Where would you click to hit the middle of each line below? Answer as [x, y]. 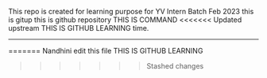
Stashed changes [175, 66]
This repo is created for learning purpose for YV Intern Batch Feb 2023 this [131, 11]
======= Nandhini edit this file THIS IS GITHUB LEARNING [106, 51]
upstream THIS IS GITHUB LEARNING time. [79, 28]
